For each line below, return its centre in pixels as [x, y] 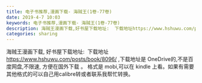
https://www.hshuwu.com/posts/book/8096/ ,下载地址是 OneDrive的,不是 [97, 59]
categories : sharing [32, 34]
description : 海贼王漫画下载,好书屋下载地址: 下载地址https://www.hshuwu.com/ [100, 28]
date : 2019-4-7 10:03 [33, 17]
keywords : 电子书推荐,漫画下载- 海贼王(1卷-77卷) [63, 23]
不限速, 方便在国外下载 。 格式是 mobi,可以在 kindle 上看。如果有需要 [109, 67]
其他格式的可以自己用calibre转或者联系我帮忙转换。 [70, 74]
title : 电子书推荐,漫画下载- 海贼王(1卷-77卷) [59, 12]
